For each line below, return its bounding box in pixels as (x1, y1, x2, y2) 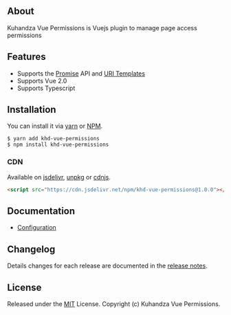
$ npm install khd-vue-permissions (7, 141, 109, 149)
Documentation (7, 206, 76, 217)
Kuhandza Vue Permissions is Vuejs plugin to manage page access (7, 23, 197, 32)
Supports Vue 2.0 (16, 76, 67, 85)
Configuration (16, 224, 56, 232)
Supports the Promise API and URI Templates (16, 69, 146, 78)
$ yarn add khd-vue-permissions (7, 135, 100, 142)
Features (7, 51, 46, 63)
